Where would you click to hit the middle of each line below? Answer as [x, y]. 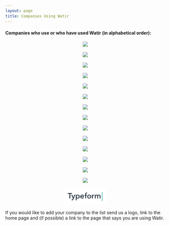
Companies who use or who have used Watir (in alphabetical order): [78, 33]
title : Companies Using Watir [37, 16]
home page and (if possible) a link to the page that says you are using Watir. [85, 218]
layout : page [19, 11]
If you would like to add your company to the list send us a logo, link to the [83, 212]
